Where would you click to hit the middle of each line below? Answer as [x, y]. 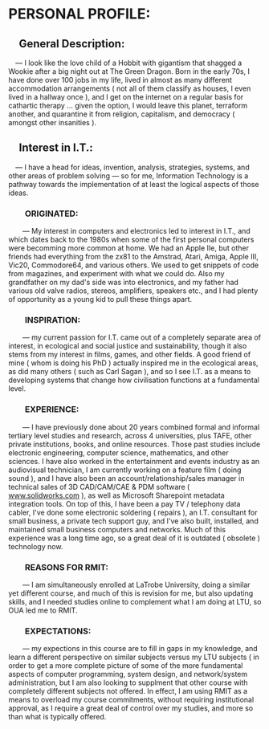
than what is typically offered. [57, 717]
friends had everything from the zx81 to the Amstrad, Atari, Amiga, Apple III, [133, 257]
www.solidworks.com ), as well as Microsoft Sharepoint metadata [116, 495]
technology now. [36, 546]
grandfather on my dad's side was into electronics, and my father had [124, 283]
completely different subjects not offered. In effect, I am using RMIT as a [128, 691]
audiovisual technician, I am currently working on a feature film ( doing [125, 470]
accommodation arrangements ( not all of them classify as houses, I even [130, 88]
